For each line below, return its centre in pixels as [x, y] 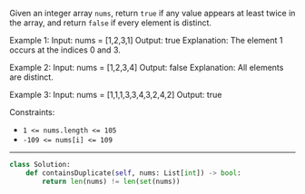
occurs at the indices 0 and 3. [65, 50]
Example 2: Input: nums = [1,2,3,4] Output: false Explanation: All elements [147, 68]
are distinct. [32, 77]
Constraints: [32, 112]
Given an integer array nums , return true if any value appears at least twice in [152, 13]
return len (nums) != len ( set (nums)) [111, 181]
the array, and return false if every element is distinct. [110, 23]
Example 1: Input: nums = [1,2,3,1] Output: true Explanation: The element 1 [146, 40]
